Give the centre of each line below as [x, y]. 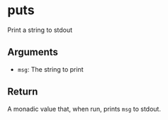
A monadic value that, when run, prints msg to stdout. [84, 109]
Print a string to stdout [40, 30]
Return [23, 92]
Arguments [33, 52]
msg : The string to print [50, 69]
